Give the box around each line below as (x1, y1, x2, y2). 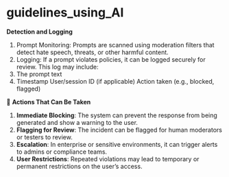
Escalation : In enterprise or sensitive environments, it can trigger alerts (16, 140, 218, 148)
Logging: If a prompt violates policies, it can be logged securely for (16, 55, 206, 63)
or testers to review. (16, 132, 73, 141)
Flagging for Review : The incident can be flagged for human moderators (16, 126, 222, 134)
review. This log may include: (16, 62, 99, 71)
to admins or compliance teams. (16, 147, 108, 156)
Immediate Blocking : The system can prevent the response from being (16, 111, 217, 119)
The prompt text (16, 70, 62, 78)
